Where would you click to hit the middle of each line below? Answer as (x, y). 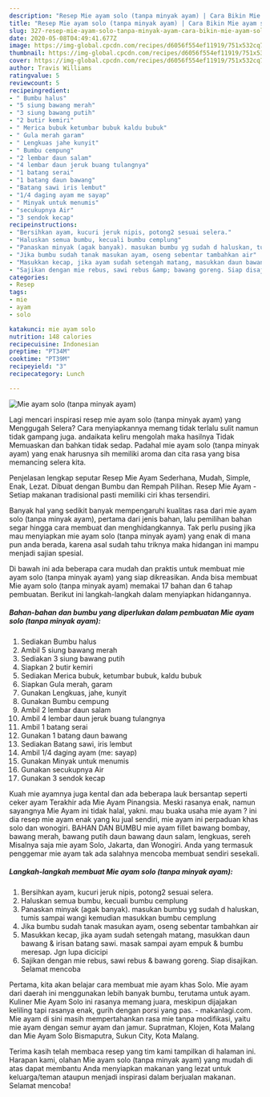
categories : (29, 277)
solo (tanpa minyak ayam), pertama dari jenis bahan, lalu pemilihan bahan (131, 518)
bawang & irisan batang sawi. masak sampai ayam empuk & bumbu (132, 943)
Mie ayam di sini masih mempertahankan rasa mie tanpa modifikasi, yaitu (130, 1018)
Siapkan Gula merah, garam (66, 684)
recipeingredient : (40, 90)
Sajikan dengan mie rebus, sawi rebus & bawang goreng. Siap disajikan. (139, 960)
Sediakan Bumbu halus (58, 641)
